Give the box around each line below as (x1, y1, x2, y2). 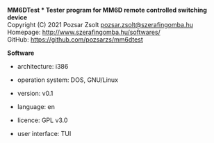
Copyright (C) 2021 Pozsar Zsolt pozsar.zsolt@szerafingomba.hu (7, 21, 193, 28)
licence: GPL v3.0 (17, 116, 68, 124)
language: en (17, 103, 56, 110)
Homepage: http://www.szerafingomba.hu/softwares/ (7, 28, 161, 36)
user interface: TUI (17, 130, 72, 137)
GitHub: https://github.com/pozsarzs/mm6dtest (7, 35, 144, 44)
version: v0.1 (17, 90, 53, 97)
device (7, 13, 28, 22)
